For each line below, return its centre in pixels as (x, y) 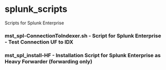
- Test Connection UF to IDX (39, 42)
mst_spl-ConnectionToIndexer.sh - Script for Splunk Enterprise (83, 36)
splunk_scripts (36, 9)
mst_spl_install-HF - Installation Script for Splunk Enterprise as (83, 55)
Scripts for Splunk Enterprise (34, 23)
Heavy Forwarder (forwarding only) (48, 62)
